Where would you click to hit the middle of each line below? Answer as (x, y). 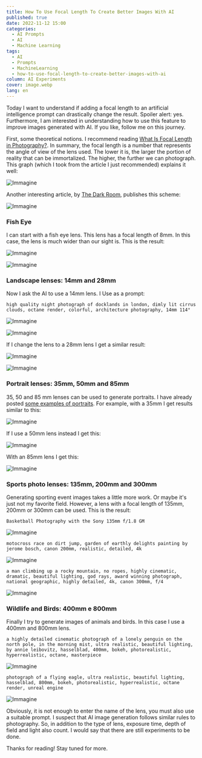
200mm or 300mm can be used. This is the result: (69, 510)
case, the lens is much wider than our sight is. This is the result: (86, 241)
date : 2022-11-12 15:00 (36, 23)
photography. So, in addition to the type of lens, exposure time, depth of (96, 724)
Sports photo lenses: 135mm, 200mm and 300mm (82, 484)
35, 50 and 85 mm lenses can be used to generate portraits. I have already (99, 397)
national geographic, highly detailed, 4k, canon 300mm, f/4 (85, 582)
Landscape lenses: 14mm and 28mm (61, 281)
